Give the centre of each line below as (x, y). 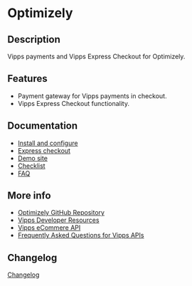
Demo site (33, 158)
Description (34, 39)
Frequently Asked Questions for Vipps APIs (81, 235)
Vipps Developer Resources (58, 220)
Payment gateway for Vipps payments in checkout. (92, 96)
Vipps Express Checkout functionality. (74, 103)
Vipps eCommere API (49, 228)
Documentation (43, 126)
